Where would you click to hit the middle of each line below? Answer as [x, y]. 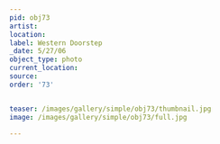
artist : [24, 26]
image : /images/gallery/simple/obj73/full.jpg [98, 117]
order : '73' [32, 85]
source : [24, 76]
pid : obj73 [30, 18]
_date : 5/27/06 [38, 51]
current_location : [44, 68]
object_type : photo [46, 59]
